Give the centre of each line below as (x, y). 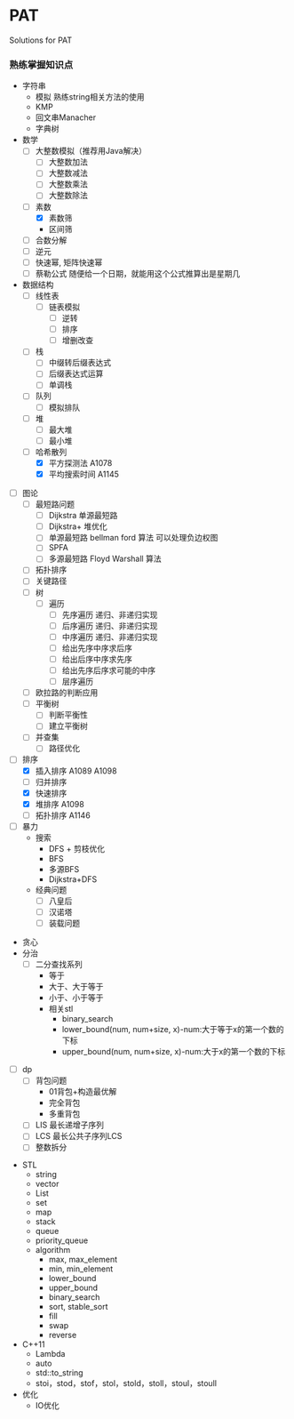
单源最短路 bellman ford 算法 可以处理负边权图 (133, 538)
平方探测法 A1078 (80, 462)
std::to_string (59, 1373)
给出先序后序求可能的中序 (109, 670)
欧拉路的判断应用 (67, 693)
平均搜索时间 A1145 (84, 474)
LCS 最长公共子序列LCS (79, 1136)
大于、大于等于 (76, 987)
